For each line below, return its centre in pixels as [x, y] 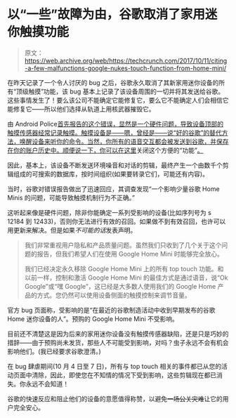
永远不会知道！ [47, 384]
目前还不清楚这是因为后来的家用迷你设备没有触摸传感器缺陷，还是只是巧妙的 [118, 334]
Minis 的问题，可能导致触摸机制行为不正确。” [71, 197]
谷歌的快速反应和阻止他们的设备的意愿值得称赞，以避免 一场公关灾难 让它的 [115, 398]
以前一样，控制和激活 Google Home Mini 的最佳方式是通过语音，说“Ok [126, 277]
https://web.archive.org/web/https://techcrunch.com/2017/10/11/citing [126, 60]
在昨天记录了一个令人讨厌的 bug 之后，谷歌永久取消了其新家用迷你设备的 [113, 82]
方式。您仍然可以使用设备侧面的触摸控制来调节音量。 [114, 295]
